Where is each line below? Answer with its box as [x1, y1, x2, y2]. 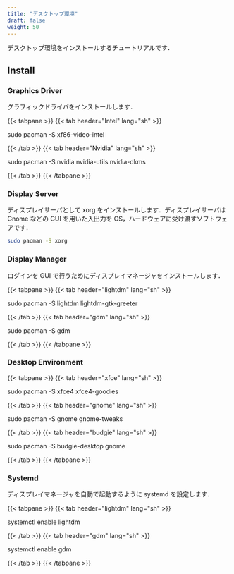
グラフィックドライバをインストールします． [7, 103, 137, 111]
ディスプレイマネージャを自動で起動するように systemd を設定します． [7, 490, 214, 499]
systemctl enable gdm [7, 545, 72, 554]
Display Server [7, 188, 59, 198]
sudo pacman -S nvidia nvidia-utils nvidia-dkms [7, 158, 146, 166]
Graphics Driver [7, 85, 63, 95]
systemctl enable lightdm [7, 518, 80, 526]
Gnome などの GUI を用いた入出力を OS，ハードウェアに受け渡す [7, 214, 197, 223]
